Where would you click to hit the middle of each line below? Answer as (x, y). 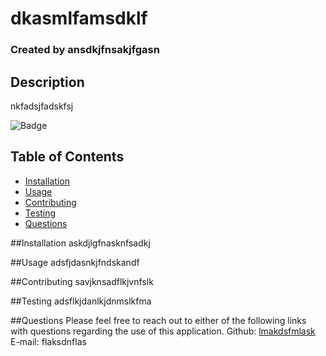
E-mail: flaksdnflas (48, 341)
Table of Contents (67, 157)
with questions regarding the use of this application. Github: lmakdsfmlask (163, 331)
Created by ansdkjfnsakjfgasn (85, 50)
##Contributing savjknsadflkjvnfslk (82, 281)
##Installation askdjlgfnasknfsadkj (80, 243)
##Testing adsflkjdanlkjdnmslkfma (81, 301)
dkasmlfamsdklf (79, 18)
